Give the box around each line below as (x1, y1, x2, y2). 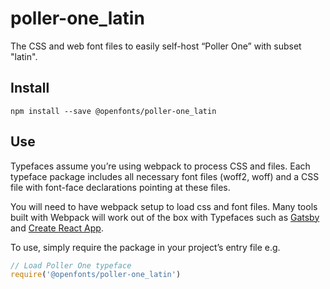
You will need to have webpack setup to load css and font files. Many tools (10, 200, 318, 212)
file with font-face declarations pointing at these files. (10, 181, 231, 193)
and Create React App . (10, 222, 104, 234)
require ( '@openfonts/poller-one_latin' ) (10, 270, 182, 280)
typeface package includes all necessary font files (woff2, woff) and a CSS (10, 170, 320, 182)
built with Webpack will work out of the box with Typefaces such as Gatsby (10, 211, 320, 223)
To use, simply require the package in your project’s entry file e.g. (10, 241, 281, 253)
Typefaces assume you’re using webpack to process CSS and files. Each (10, 160, 311, 172)
